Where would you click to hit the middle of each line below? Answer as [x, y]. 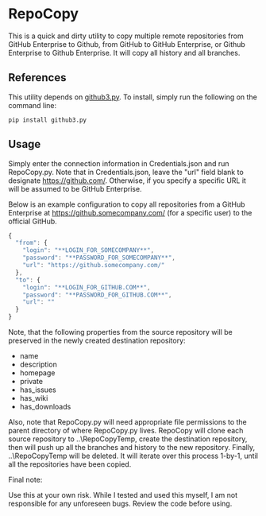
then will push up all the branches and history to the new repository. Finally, [132, 448]
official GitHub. [33, 221]
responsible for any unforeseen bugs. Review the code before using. [120, 504]
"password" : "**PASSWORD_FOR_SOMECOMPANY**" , [99, 258]
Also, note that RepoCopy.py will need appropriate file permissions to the [128, 422]
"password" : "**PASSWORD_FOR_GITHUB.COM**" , [97, 295]
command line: [33, 105]
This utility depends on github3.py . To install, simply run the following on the [133, 97]
